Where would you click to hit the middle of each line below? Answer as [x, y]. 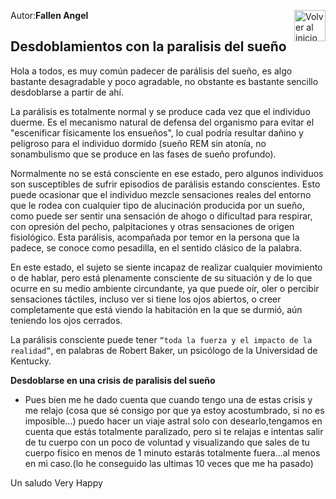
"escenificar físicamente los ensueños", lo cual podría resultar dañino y [157, 132]
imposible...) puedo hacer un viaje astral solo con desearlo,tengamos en [173, 421]
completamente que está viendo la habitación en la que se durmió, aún [156, 309]
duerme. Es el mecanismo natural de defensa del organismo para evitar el [162, 122]
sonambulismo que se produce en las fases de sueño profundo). [143, 154]
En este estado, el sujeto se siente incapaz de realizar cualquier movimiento [166, 267]
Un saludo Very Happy [56, 482]
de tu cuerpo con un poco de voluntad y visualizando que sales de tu [167, 442]
